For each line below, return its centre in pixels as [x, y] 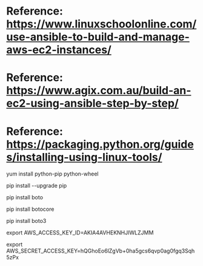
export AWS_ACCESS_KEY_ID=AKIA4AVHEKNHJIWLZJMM [80, 233]
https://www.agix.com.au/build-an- [99, 91]
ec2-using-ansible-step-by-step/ [92, 104]
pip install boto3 [26, 221]
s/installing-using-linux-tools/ [84, 157]
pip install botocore [30, 209]
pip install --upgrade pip [37, 186]
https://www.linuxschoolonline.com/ [101, 24]
